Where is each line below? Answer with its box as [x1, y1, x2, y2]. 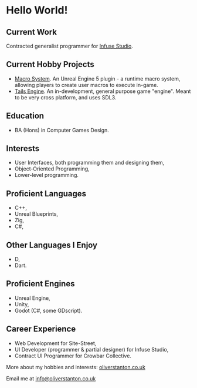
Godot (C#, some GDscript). [14, 307, 83, 314]
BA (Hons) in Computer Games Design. [14, 126, 110, 133]
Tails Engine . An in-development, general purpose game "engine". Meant [14, 88, 191, 95]
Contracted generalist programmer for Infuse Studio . [6, 42, 133, 49]
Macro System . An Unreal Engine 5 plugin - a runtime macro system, [14, 75, 181, 82]
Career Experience [6, 324, 76, 334]
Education [6, 111, 45, 121]
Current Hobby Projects [6, 59, 95, 69]
